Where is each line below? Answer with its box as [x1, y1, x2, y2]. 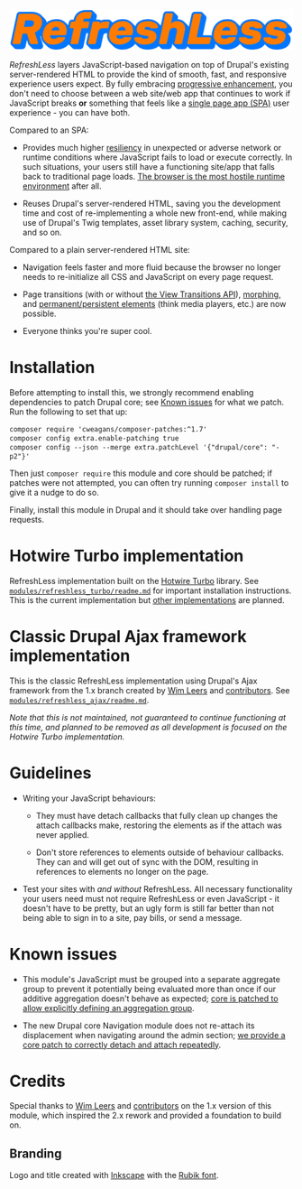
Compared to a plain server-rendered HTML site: [9, 244, 191, 255]
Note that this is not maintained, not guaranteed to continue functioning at [9, 711, 287, 722]
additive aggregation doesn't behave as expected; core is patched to [22, 993, 279, 1004]
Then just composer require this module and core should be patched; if [9, 468, 273, 478]
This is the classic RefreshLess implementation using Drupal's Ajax [9, 675, 258, 686]
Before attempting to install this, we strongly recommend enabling [9, 386, 254, 397]
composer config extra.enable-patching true [9, 433, 179, 442]
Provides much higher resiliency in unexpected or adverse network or [22, 142, 282, 153]
